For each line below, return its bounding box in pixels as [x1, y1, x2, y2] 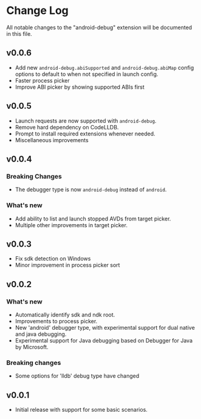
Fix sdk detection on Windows [15, 255, 91, 262]
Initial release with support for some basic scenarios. [15, 406, 148, 414]
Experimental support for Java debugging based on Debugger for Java [15, 337, 193, 344]
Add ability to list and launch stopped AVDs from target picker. [15, 215, 171, 222]
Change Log [6, 4, 69, 18]
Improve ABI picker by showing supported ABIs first [15, 83, 145, 90]
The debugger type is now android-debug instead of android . [15, 186, 167, 193]
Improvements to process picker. [15, 318, 98, 325]
